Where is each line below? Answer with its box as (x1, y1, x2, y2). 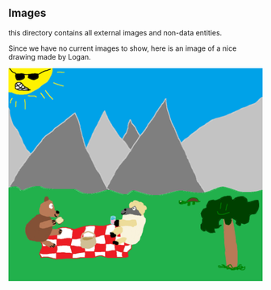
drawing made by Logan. (8, 52, 91, 61)
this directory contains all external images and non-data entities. (8, 27, 223, 37)
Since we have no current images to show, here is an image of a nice (8, 43, 237, 53)
